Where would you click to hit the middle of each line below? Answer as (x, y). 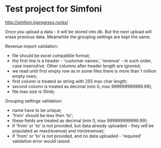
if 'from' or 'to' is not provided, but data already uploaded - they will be (83, 126)
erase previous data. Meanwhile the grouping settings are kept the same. (78, 37)
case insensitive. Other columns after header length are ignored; (76, 66)
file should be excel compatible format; (51, 55)
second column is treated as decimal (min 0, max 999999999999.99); (82, 86)
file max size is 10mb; (33, 91)
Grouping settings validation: (34, 101)
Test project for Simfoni (53, 9)
